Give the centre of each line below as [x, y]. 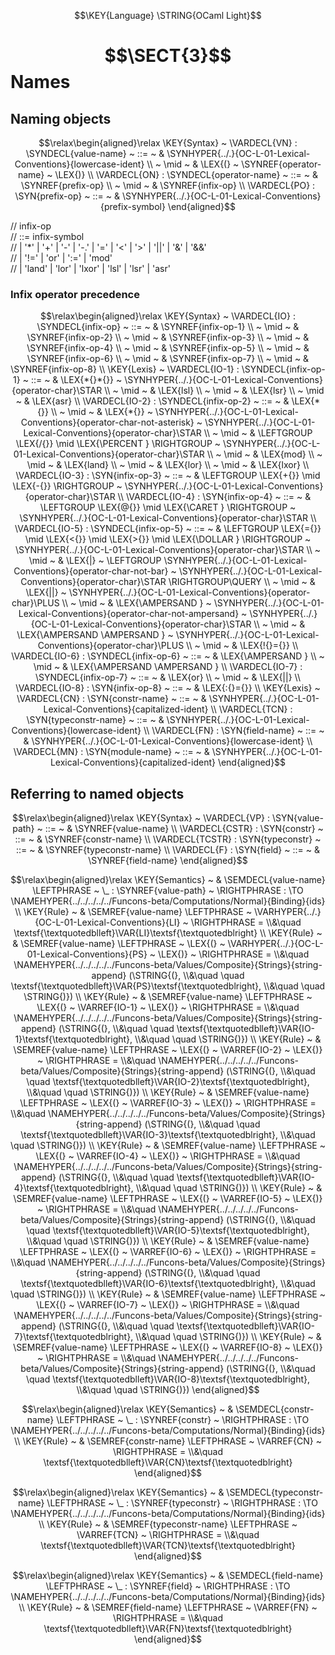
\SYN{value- [297, 818]
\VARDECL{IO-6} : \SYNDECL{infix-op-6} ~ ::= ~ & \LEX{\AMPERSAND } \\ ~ [168, 656]
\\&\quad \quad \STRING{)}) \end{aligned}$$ [168, 1390]
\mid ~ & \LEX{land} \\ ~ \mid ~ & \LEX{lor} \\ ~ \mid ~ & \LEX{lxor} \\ [168, 465]
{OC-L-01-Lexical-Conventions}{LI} [107, 922]
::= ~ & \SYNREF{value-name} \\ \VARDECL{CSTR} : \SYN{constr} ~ [184, 829]
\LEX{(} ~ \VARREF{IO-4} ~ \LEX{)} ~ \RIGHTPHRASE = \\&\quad [168, 1156]
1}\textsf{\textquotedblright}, [73, 1039]
